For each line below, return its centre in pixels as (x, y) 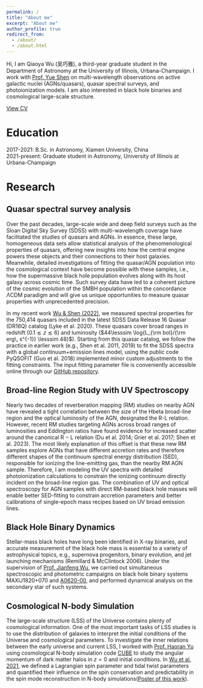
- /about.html (29, 46)
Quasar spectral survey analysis (69, 209)
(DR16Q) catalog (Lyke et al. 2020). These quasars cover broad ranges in (98, 326)
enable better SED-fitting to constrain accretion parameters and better (94, 495)
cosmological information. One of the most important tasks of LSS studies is (101, 627)
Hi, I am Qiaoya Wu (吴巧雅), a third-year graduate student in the (87, 64)
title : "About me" (29, 18)
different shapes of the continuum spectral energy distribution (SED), (92, 457)
